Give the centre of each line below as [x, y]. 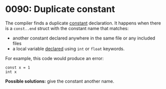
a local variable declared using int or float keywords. [68, 48]
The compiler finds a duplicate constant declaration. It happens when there [83, 23]
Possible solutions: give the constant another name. [60, 81]
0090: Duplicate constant [60, 9]
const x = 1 [18, 67]
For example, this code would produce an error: [55, 58]
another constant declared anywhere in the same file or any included [84, 38]
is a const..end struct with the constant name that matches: [67, 28]
